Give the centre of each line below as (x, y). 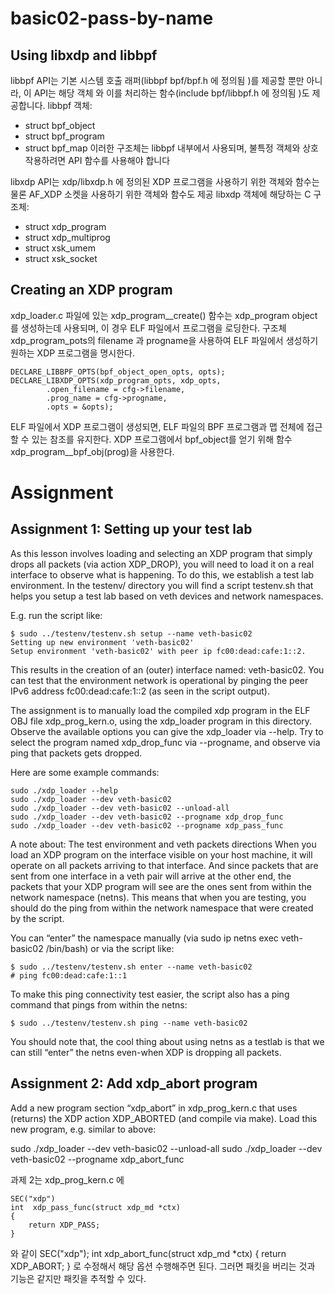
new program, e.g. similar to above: (83, 1129)
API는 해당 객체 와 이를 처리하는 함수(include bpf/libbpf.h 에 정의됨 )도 (171, 93)
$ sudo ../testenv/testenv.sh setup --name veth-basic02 (131, 633)
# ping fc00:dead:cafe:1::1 (69, 975)
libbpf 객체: (70, 105)
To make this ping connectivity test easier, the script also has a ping (150, 994)
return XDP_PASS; (64, 1225)
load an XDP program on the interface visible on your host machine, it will (161, 854)
